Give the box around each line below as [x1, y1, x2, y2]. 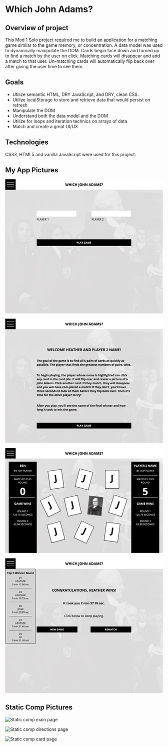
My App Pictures [5, 166, 58, 174]
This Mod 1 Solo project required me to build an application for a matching [5, 37, 157, 43]
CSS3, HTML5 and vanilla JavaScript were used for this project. [5, 151, 136, 157]
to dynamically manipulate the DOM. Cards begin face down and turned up [5, 48, 159, 53]
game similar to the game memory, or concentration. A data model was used [5, 42, 163, 48]
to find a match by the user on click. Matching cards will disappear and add [5, 53, 160, 59]
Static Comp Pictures [5, 703, 72, 712]
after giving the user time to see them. [5, 64, 84, 69]
